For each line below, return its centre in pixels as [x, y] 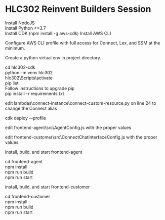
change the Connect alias [31, 108]
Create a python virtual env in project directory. [53, 57]
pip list [12, 83]
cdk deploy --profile [25, 118]
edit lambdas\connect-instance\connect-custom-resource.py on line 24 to [81, 103]
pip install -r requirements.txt [35, 93]
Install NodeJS [20, 23]
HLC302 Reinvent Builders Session [78, 9]
